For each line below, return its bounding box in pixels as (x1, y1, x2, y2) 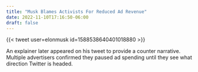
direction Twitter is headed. (6, 60, 73, 67)
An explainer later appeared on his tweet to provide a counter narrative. (6, 48, 181, 55)
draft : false (6, 20, 39, 26)
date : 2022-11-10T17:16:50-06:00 (6, 14, 89, 20)
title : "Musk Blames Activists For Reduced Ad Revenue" (6, 8, 147, 15)
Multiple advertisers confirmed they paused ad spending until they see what (6, 54, 193, 61)
